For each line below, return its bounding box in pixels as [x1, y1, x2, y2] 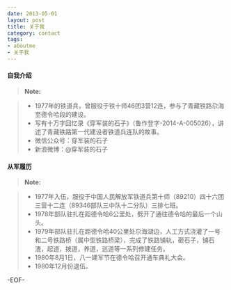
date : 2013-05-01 [7, 10, 58, 17]
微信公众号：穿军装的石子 [34, 136, 109, 145]
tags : [7, 36, 23, 43]
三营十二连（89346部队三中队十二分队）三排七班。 [34, 201, 182, 209]
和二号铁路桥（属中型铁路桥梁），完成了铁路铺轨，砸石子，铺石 [34, 236, 215, 244]
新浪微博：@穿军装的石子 [34, 145, 109, 154]
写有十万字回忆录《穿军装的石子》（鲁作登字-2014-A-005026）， [34, 119, 218, 127]
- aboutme [7, 42, 36, 49]
